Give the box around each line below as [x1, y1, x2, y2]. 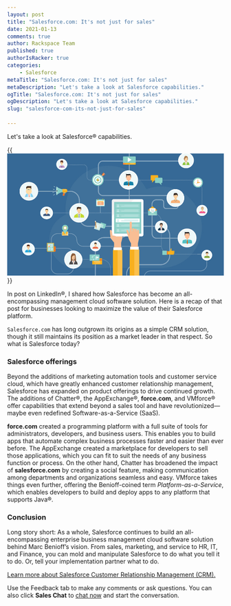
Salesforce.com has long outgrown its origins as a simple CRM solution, [7, 325, 209, 333]
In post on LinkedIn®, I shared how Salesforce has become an [7, 290, 182, 298]
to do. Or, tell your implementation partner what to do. [7, 557, 159, 565]
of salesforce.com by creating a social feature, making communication [7, 466, 209, 474]
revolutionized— [174, 401, 221, 409]
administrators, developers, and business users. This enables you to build [7, 429, 216, 437]
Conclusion [7, 512, 47, 522]
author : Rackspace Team [7, 40, 76, 47]
